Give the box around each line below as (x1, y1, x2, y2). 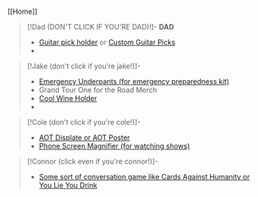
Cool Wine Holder (38, 94, 97, 102)
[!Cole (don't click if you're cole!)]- (26, 118, 141, 126)
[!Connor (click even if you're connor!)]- (26, 156, 158, 166)
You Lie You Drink (38, 180, 97, 190)
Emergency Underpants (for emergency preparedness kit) (38, 77, 230, 86)
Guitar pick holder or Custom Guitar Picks (38, 37, 176, 47)
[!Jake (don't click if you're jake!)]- (26, 61, 141, 71)
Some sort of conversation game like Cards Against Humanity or (38, 172, 250, 181)
